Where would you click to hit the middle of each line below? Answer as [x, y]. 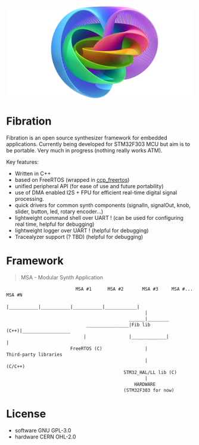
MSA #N [14, 295]
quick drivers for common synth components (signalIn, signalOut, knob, [103, 205]
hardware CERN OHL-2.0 [45, 437]
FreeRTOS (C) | [109, 348]
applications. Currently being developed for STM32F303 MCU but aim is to [98, 144]
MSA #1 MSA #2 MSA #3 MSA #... [134, 289]
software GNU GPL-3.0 [43, 430]
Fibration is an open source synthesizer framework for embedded [87, 138]
